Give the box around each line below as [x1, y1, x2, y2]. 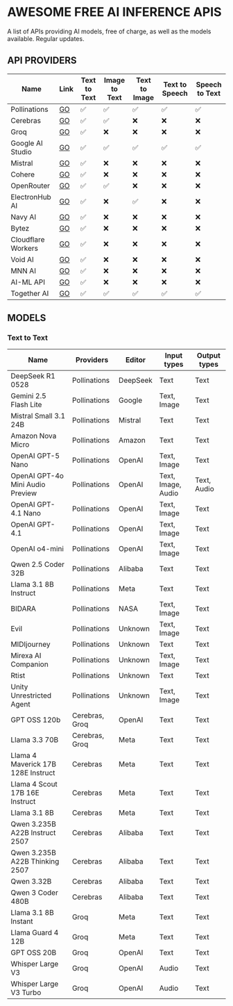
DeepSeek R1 [10, 371, 55, 381]
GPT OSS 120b [10, 715, 61, 725]
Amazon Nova [10, 431, 57, 441]
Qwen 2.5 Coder [10, 560, 64, 570]
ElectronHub [10, 192, 52, 201]
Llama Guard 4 [10, 928, 59, 938]
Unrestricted [10, 691, 52, 700]
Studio [10, 147, 33, 156]
